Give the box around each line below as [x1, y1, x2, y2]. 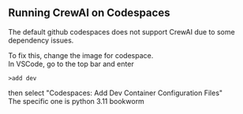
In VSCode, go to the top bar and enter [8, 59, 134, 68]
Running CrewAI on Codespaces [8, 6, 170, 20]
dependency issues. [8, 35, 74, 45]
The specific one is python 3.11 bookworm [8, 96, 144, 105]
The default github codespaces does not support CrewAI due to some [8, 27, 235, 36]
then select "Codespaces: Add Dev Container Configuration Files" [8, 88, 223, 97]
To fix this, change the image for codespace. [8, 50, 154, 60]
